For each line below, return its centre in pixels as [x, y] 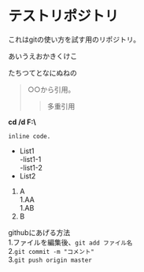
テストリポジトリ [64, 16]
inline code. [30, 136]
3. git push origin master [50, 259]
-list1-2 [31, 167]
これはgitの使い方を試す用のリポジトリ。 [74, 39]
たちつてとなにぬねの [42, 72]
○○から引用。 [51, 89]
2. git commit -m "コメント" [51, 251]
